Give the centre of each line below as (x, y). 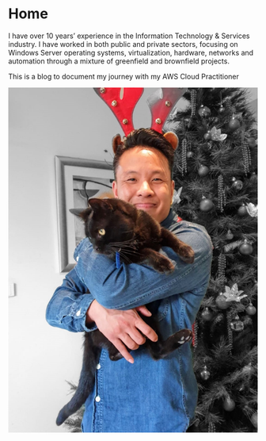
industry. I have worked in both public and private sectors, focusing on (123, 44)
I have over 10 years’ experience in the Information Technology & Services (129, 36)
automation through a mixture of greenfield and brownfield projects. (119, 61)
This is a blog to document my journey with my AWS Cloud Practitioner (124, 76)
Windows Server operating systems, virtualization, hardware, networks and (131, 52)
